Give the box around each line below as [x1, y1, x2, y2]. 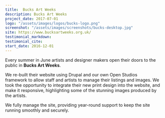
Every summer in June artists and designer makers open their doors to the [5, 57, 156, 63]
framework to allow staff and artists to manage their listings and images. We [5, 77, 160, 83]
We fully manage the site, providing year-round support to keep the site [5, 102, 150, 108]
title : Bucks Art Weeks [5, 7, 56, 12]
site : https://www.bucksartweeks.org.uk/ [5, 30, 92, 35]
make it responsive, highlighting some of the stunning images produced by [5, 87, 157, 93]
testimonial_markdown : [5, 35, 52, 40]
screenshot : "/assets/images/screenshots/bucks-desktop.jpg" [5, 25, 133, 30]
